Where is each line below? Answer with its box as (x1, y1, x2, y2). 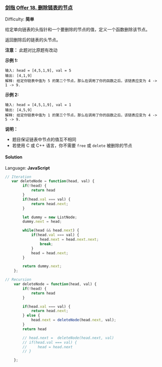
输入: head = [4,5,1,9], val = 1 (5, 103, 72, 107)
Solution (5, 154, 23, 160)
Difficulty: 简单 (5, 16, 35, 22)
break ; (39, 242, 54, 246)
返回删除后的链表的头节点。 (5, 37, 61, 43)
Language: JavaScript (5, 165, 50, 171)
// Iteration (5, 174, 32, 179)
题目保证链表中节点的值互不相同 (12, 137, 76, 142)
